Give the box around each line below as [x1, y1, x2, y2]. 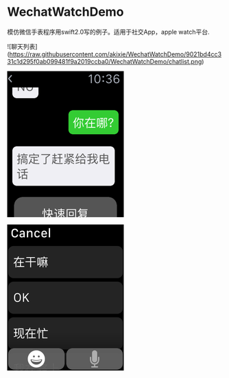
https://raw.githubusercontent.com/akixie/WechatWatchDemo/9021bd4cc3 [9, 49, 221, 58]
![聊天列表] [7, 42, 38, 50]
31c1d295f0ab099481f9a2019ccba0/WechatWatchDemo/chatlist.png [7, 57, 202, 65]
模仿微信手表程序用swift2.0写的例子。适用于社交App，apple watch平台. [7, 27, 210, 36]
